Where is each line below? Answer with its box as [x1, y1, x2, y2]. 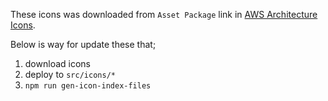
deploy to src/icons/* [24, 69, 116, 80]
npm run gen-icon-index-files [24, 81, 152, 91]
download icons [24, 58, 91, 69]
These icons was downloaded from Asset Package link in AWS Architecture [10, 9, 318, 20]
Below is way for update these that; [10, 39, 157, 50]
